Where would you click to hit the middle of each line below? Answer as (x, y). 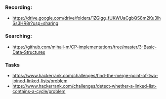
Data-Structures (29, 52)
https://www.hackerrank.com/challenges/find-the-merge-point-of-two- (85, 75)
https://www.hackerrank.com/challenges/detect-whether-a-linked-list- (84, 86)
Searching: (19, 36)
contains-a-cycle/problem (39, 91)
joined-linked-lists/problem (40, 81)
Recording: (19, 7)
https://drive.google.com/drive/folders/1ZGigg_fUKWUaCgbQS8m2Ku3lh (86, 18)
